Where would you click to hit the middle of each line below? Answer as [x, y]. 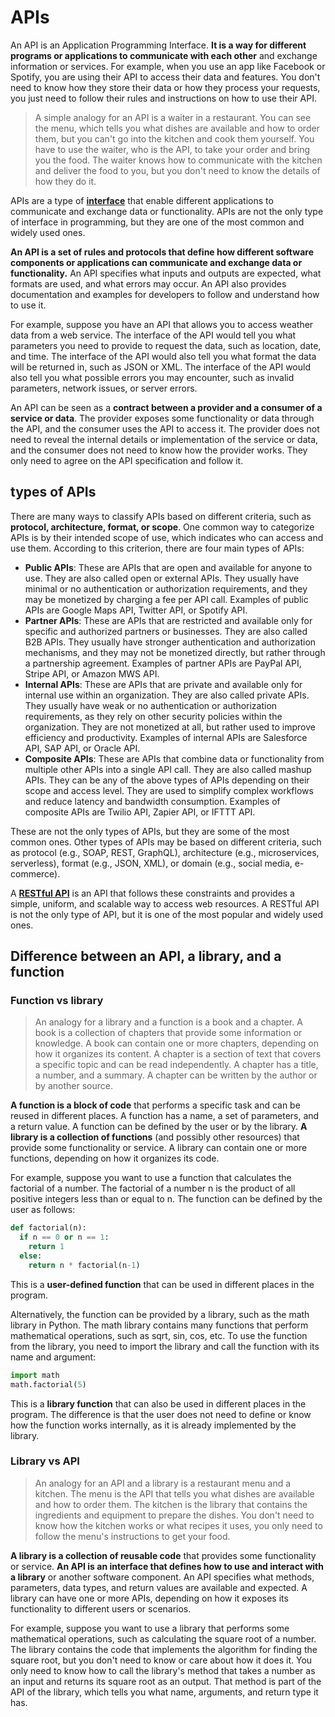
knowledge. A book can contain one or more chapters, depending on [177, 1043]
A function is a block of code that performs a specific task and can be [155, 1105]
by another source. [73, 1086]
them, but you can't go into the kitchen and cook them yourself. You [174, 138]
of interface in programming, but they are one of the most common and [157, 222]
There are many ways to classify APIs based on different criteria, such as [161, 516]
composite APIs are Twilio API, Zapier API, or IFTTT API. [140, 812]
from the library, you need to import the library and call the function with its [165, 1346]
